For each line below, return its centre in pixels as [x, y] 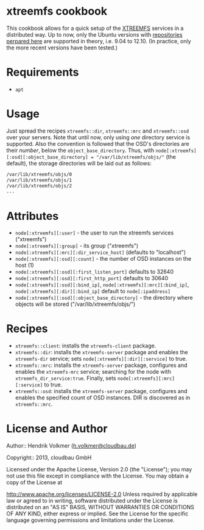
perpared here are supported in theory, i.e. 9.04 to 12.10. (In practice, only [99, 41]
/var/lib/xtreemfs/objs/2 [39, 186]
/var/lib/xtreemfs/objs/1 [39, 180]
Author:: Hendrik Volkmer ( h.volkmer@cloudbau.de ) [72, 446]
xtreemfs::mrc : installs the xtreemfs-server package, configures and [101, 365]
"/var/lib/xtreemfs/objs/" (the [136, 156]
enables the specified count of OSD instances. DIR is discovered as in [103, 397]
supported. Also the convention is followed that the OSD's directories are [98, 143]
